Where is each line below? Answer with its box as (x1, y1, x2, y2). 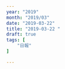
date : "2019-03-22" (6, 20, 55, 26)
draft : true (6, 31, 36, 38)
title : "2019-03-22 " (6, 25, 61, 32)
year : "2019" (6, 8, 39, 15)
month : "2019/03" (6, 15, 50, 21)
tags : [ (6, 37, 26, 43)
